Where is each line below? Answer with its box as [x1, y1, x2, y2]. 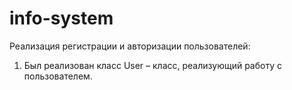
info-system [9, 7, 114, 30]
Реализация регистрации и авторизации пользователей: [9, 40, 251, 52]
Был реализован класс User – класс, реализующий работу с [23, 59, 282, 71]
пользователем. [23, 70, 93, 82]
